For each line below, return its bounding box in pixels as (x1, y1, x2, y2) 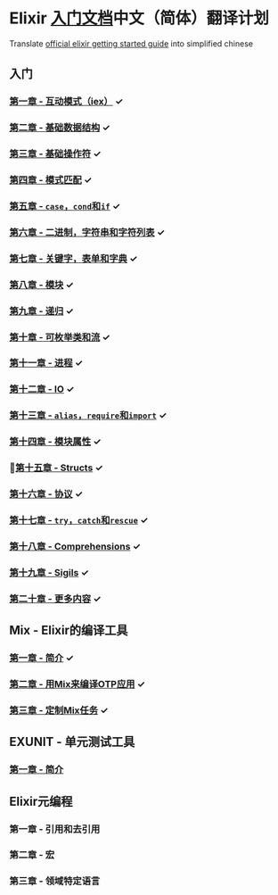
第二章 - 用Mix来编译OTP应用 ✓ (9, 678, 145, 690)
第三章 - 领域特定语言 (9, 875, 101, 888)
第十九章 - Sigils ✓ (9, 566, 89, 578)
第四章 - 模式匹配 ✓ (9, 174, 93, 186)
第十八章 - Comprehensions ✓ (9, 540, 141, 552)
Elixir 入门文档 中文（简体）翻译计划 (9, 8, 270, 29)
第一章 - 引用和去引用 (9, 823, 101, 835)
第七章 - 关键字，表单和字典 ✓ (9, 252, 138, 264)
